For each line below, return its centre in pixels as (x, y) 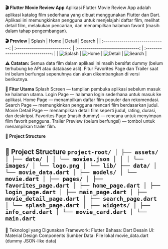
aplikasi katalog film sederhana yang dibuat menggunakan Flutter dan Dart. (83, 15)
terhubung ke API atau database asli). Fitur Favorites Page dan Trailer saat (82, 68)
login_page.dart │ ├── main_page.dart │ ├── (76, 192)
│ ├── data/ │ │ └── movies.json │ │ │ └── (74, 159)
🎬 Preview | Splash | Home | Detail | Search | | (53, 41)
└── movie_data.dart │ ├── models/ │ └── (71, 172)
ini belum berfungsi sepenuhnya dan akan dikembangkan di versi (72, 74)
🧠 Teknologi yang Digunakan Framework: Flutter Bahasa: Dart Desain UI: (80, 230)
